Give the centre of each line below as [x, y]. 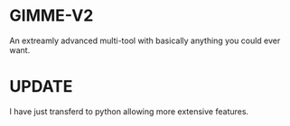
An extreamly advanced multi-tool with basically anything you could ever [145, 40]
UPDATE [41, 87]
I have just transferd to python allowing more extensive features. [129, 111]
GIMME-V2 [51, 16]
